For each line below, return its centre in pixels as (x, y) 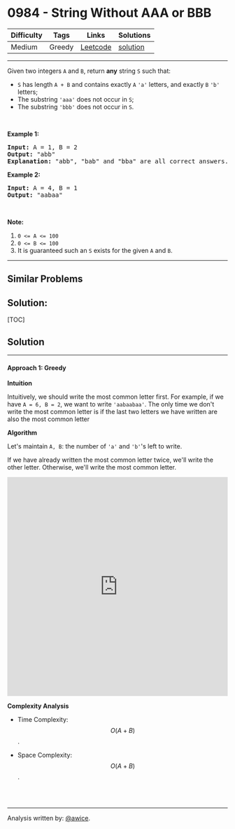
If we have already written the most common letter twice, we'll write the (111, 460)
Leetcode (96, 47)
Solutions (135, 35)
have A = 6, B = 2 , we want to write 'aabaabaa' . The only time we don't (111, 404)
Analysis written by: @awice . (49, 818)
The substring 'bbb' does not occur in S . (76, 107)
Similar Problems (45, 279)
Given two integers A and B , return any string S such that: (89, 71)
